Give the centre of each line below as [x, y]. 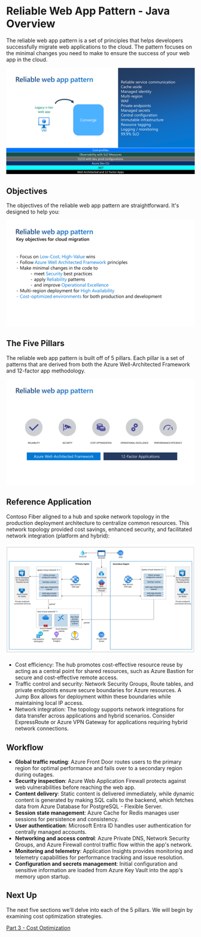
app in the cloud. [27, 59]
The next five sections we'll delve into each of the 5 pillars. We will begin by [100, 909]
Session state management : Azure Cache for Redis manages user [97, 813]
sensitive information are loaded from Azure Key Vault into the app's [99, 870]
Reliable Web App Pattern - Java [88, 11]
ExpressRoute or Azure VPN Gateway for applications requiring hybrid [101, 722]
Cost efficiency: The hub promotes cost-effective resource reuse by [99, 665]
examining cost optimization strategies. [54, 916]
